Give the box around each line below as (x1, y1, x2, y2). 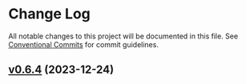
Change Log (8, 5, 91, 23)
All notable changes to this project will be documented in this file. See (8, 31, 239, 41)
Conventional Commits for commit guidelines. (8, 39, 159, 49)
